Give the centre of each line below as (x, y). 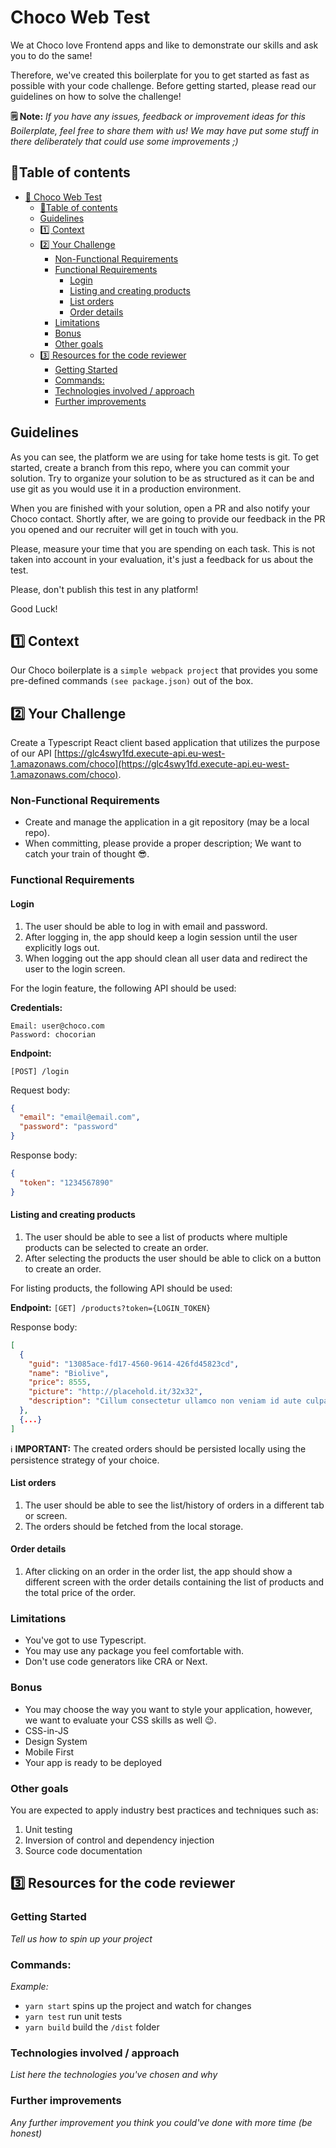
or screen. (46, 1515)
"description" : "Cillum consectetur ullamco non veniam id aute (165, 1401)
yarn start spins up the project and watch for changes (138, 2005)
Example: (29, 1986)
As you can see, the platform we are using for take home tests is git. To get (165, 457)
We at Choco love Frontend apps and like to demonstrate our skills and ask (164, 45)
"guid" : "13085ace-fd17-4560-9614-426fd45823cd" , (134, 1364)
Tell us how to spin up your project (81, 1938)
